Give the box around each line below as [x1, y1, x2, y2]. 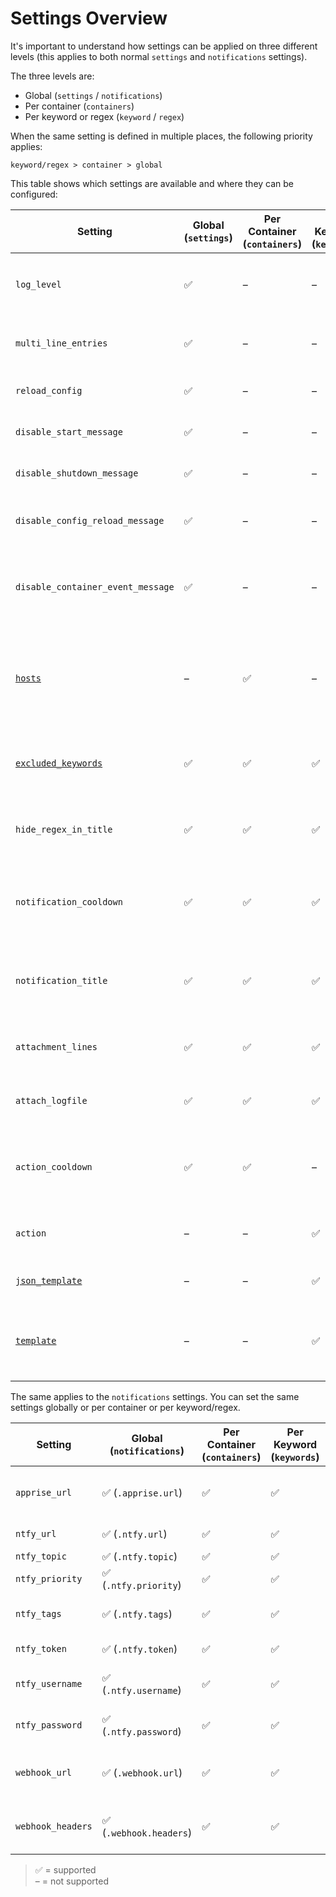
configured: [10, 188, 58, 200]
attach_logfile [15, 1095, 88, 1106]
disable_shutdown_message [15, 467, 139, 479]
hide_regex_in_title [15, 823, 113, 835]
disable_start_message [15, 426, 123, 437]
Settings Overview [10, 7, 168, 30]
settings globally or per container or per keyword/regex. [10, 1401, 241, 1413]
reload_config [15, 385, 83, 396]
